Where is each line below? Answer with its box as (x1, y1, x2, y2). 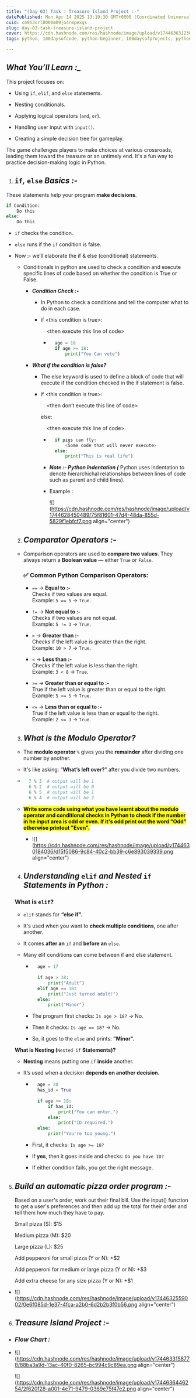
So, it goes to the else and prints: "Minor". (32, 1035, 135, 1042)
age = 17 (37, 964, 59, 970)
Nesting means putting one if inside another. (23, 1058, 134, 1065)
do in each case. (40, 305, 80, 312)
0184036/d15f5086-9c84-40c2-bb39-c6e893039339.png (32, 848, 174, 855)
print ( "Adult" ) (47, 980, 85, 986)
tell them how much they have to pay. (14, 1209, 105, 1216)
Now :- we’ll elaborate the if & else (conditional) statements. (14, 253, 159, 260)
